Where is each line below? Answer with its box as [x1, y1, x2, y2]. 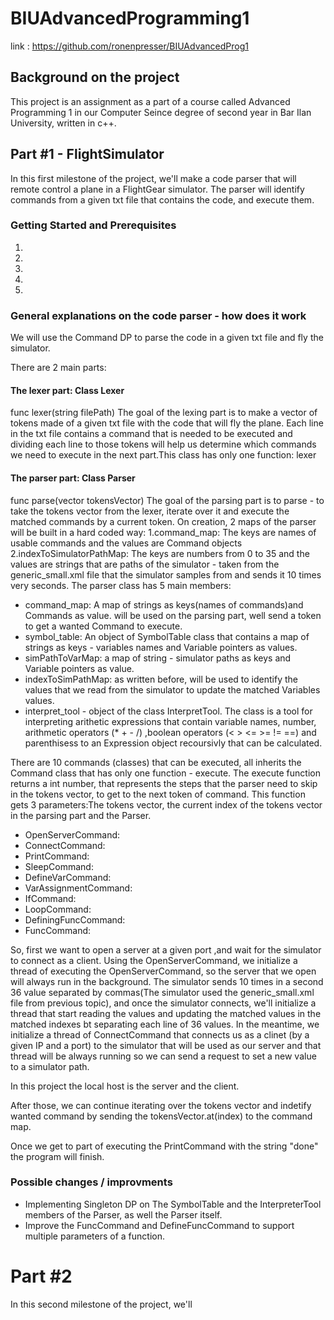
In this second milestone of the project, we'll [10, 1298, 193, 1310]
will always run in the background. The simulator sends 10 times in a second [10, 975, 324, 987]
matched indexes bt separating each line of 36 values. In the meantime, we [10, 1018, 320, 1030]
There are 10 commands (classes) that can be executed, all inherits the [10, 756, 302, 768]
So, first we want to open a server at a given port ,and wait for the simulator [10, 943, 322, 956]
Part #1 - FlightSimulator [10, 146, 165, 163]
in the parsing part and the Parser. [10, 809, 152, 821]
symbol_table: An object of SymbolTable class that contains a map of [24, 630, 310, 642]
